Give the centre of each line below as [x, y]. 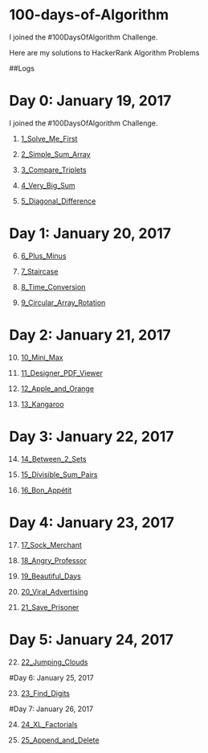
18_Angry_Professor [53, 560]
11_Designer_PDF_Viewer [61, 372]
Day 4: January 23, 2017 [92, 523]
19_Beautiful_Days [51, 576]
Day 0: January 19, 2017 [90, 101]
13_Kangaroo [42, 404]
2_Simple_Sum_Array [55, 154]
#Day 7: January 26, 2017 [51, 709]
